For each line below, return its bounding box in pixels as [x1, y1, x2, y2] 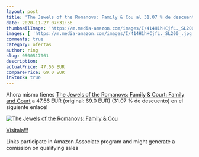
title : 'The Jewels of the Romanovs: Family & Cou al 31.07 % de [6, 14, 171, 20]
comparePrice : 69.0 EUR [6, 69, 65, 75]
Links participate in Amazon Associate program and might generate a [6, 138, 175, 145]
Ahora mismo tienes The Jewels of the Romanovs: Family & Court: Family [6, 91, 185, 98]
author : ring [6, 47, 38, 53]
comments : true [6, 36, 44, 42]
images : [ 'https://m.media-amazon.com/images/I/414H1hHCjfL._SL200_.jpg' [6, 31, 195, 37]
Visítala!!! [6, 127, 28, 134]
